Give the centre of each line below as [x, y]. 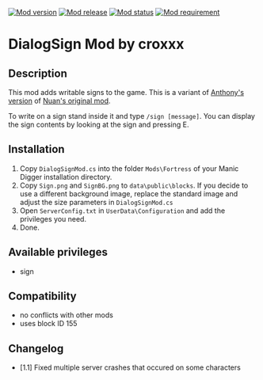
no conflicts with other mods [66, 315]
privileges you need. [53, 218]
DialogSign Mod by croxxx [96, 44]
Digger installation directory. [66, 177]
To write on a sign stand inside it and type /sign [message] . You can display [132, 116]
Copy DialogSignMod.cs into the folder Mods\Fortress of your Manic [129, 168]
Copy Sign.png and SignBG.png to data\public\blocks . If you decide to [134, 185]
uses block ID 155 [48, 324]
